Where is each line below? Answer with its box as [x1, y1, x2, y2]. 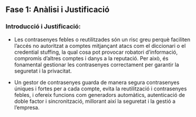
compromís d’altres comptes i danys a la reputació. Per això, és [14, 54, 169, 61]
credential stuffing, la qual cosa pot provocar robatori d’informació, [14, 48, 178, 56]
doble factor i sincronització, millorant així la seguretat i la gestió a [14, 97, 176, 105]
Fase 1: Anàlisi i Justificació [5, 5, 110, 15]
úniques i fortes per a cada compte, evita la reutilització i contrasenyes [14, 85, 187, 92]
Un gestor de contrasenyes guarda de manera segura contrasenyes [14, 79, 180, 86]
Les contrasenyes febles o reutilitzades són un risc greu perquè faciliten [14, 35, 191, 43]
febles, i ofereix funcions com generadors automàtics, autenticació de [14, 91, 185, 98]
